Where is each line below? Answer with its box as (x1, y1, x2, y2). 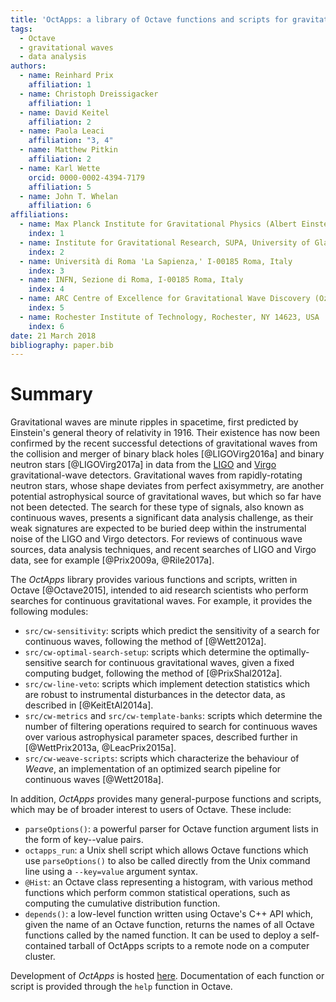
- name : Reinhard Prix (19, 71, 114, 81)
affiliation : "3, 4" (28, 136, 114, 146)
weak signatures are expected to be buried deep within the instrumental (10, 522, 307, 535)
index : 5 (28, 303, 65, 313)
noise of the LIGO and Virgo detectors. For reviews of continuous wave (10, 533, 303, 545)
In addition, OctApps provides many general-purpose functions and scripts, (10, 793, 322, 805)
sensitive (24, 657, 63, 669)
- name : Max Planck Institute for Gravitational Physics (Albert (19, 219, 298, 230)
